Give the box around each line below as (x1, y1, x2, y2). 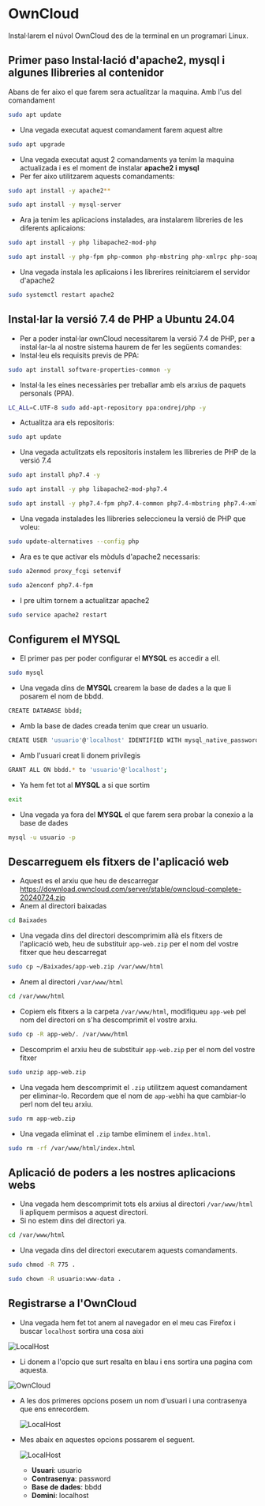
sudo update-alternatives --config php (8, 538, 140, 545)
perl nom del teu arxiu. (19, 1099, 93, 1109)
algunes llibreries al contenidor (8, 66, 164, 80)
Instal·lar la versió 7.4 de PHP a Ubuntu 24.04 (8, 313, 235, 326)
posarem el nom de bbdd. (19, 691, 104, 701)
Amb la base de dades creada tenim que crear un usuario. (19, 721, 209, 730)
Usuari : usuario (31, 1465, 83, 1474)
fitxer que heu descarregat (19, 948, 107, 957)
